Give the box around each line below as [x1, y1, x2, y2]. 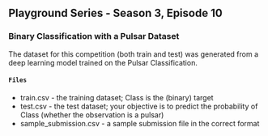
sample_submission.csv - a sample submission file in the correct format [19, 118, 260, 128]
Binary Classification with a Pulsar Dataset [8, 31, 180, 42]
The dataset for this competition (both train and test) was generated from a [8, 49, 259, 59]
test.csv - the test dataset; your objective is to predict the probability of [19, 101, 258, 111]
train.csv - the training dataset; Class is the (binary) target [19, 92, 214, 102]
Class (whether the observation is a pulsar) [19, 109, 164, 120]
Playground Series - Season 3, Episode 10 [8, 6, 223, 20]
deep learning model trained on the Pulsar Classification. [8, 57, 198, 67]
